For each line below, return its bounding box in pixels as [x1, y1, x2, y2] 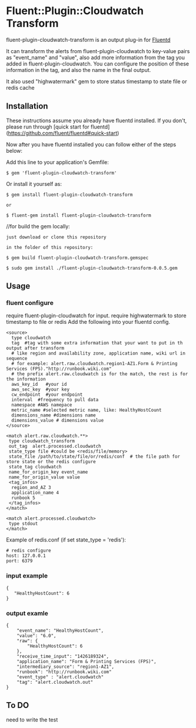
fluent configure [6, 299, 54, 307]
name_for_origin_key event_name [8, 469, 88, 476]
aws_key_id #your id [11, 382, 67, 388]
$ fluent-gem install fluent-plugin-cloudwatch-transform [6, 212, 151, 218]
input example [6, 572, 48, 580]
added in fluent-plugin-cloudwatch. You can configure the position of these [6, 60, 190, 67]
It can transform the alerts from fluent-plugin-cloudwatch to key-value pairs [6, 47, 190, 54]
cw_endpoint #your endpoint [11, 392, 83, 398]
